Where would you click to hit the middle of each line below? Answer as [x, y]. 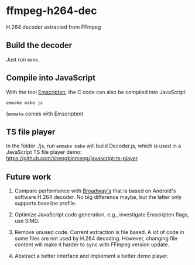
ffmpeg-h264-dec [52, 11]
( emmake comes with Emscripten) [45, 113]
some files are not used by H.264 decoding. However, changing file [96, 239]
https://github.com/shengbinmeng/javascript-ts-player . [73, 159]
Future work [29, 177]
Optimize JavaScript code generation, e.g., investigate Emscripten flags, [102, 215]
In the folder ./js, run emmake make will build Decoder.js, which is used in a [94, 146]
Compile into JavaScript [51, 78]
